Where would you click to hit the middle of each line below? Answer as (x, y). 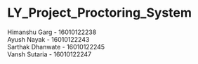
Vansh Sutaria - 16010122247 (49, 54)
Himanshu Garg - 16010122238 (52, 32)
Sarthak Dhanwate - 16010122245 (56, 47)
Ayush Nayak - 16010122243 (48, 39)
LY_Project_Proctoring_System (99, 13)
